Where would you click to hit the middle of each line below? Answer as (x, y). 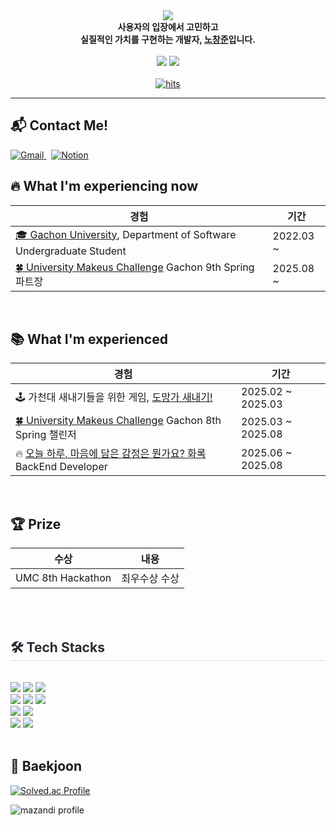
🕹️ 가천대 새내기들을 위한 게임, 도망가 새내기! (114, 397)
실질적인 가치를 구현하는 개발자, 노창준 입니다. (168, 39)
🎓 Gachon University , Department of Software (126, 234)
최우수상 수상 (150, 579)
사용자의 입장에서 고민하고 (168, 27)
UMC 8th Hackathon (63, 578)
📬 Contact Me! (59, 125)
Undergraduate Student (71, 251)
